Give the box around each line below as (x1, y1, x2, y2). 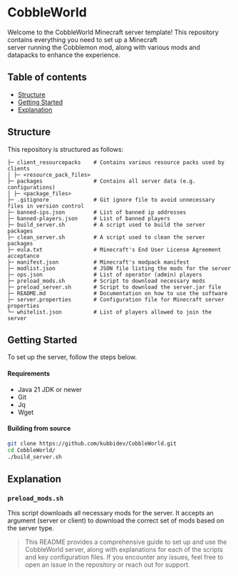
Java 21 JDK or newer (17, 385, 83, 394)
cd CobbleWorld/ (7, 446, 56, 453)
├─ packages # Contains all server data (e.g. (7, 178, 196, 185)
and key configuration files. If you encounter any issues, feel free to (24, 553, 224, 562)
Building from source (7, 424, 71, 433)
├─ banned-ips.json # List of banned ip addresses (7, 208, 187, 216)
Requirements (7, 369, 51, 378)
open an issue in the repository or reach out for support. (24, 560, 190, 569)
